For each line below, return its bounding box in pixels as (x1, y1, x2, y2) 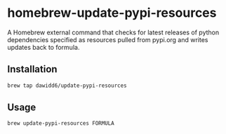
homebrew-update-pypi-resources (7, 5, 217, 21)
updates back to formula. (7, 43, 80, 51)
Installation (7, 63, 58, 75)
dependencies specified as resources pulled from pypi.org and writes (7, 35, 208, 43)
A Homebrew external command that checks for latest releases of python (7, 28, 220, 36)
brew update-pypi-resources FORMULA (7, 120, 114, 127)
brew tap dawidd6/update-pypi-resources (7, 82, 128, 89)
